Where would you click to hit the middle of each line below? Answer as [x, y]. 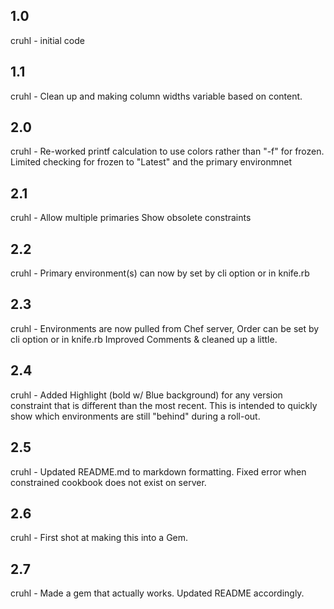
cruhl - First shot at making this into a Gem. [99, 538]
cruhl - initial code [47, 40]
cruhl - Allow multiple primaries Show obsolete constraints [131, 218]
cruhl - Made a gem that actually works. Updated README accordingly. [157, 593]
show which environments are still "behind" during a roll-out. [135, 416]
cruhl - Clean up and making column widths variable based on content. [156, 96]
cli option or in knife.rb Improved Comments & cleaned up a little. [144, 339]
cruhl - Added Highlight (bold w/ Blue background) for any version [146, 395]
